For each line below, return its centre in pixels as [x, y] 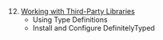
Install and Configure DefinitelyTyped [93, 28]
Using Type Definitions [70, 20]
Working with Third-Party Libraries [78, 11]
